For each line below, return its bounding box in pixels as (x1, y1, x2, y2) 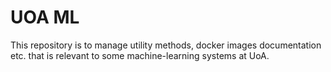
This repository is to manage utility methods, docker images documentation (10, 39, 322, 51)
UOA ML (10, 6, 80, 29)
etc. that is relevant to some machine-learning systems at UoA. (10, 49, 270, 61)
